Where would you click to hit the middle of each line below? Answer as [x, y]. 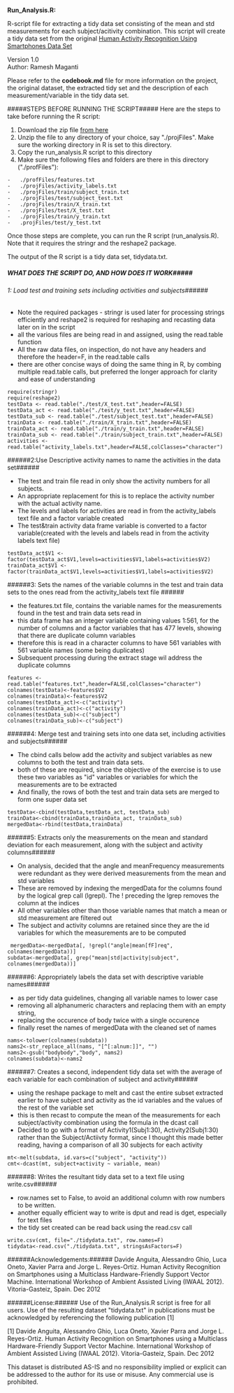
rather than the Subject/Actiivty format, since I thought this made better [120, 1137]
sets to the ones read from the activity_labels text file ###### [96, 592]
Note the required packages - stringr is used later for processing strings [121, 312]
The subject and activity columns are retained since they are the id [113, 925]
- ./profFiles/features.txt [51, 180]
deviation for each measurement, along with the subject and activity [105, 844]
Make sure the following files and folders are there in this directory [113, 160]
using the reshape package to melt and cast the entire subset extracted [120, 1093]
